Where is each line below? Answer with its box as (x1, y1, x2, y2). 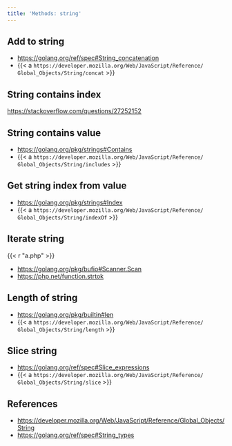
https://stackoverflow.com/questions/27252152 (7, 107, 142, 115)
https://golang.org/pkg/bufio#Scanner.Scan (17, 264, 142, 273)
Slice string (7, 345, 57, 356)
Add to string (7, 36, 65, 48)
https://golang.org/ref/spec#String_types (17, 431, 135, 439)
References (7, 398, 58, 409)
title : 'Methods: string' (7, 10, 81, 17)
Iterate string (7, 233, 64, 245)
